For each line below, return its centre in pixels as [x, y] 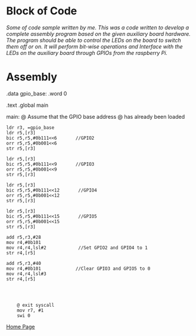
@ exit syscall [36, 305]
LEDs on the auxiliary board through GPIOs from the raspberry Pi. [87, 53]
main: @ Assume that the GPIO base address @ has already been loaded [96, 116]
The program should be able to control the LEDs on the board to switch [94, 40]
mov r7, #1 [30, 310]
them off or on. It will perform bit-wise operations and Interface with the [94, 47]
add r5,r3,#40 [24, 263]
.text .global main [27, 105]
